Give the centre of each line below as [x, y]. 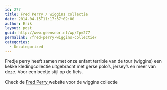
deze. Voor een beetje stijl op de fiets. [44, 72]
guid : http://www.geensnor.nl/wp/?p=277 [48, 33]
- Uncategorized [26, 47]
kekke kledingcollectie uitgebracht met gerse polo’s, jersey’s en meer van [81, 66]
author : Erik [19, 24]
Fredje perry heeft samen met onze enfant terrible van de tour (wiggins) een [84, 61]
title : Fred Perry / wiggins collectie [47, 14]
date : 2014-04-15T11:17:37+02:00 [40, 19]
